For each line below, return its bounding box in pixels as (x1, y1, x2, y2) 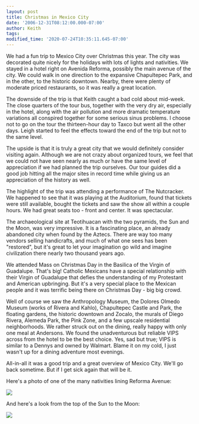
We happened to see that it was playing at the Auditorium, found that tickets (6, 194, 192, 201)
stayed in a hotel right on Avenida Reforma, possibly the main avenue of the (6, 65, 191, 72)
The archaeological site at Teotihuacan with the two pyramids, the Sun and (6, 218, 189, 225)
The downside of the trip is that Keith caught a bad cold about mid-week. (6, 95, 185, 103)
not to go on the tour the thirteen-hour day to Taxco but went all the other (6, 121, 186, 127)
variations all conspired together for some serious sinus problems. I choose (6, 114, 191, 122)
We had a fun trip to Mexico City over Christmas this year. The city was (6, 53, 180, 59)
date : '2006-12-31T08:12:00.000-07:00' (6, 20, 105, 25)
